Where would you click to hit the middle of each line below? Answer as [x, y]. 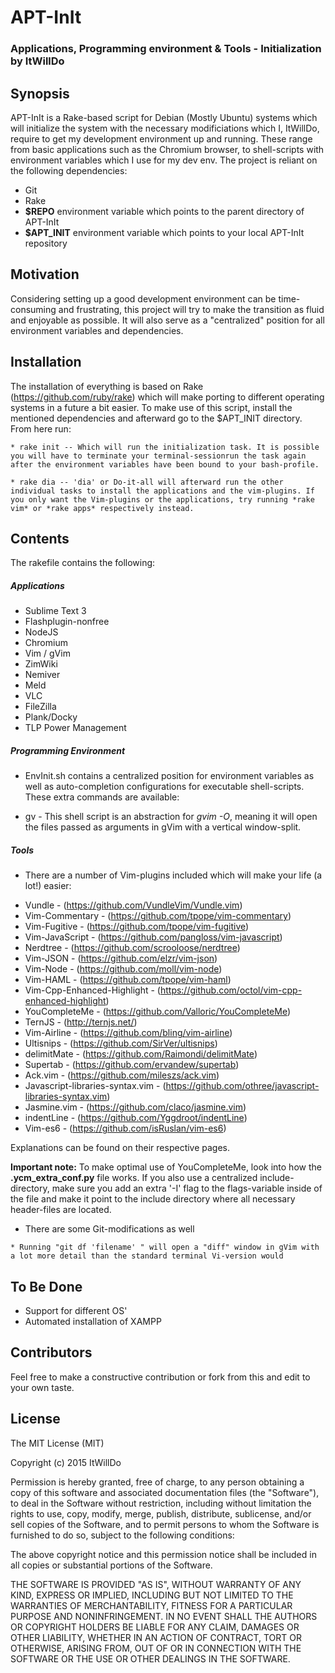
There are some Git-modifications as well [109, 1229]
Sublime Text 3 [55, 611]
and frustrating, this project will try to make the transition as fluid [191, 309]
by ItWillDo [37, 61]
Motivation [45, 274]
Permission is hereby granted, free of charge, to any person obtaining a [157, 1482]
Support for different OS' [76, 1311]
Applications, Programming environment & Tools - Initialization [166, 49]
